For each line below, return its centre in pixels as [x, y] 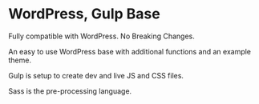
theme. [20, 60]
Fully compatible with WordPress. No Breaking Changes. [101, 36]
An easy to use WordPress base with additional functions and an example [129, 51]
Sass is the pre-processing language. [70, 91]
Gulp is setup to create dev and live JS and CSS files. [96, 75]
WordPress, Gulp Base [84, 14]
